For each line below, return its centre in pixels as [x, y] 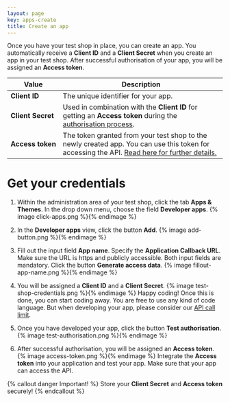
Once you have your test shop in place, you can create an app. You [102, 46]
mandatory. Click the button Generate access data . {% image [104, 265]
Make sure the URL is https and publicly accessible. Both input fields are [119, 258]
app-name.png [38, 272]
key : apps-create [32, 20]
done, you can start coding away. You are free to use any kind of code [116, 300]
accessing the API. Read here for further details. [140, 153]
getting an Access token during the [120, 116]
